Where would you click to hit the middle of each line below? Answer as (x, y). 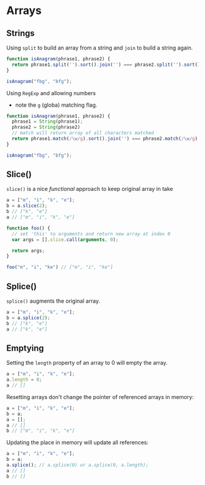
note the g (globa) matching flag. (56, 105)
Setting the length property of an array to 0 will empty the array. (87, 363)
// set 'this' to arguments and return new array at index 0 (91, 234)
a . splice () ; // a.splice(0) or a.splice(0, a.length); (77, 465)
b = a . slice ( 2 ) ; (27, 206)
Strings (20, 33)
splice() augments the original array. (53, 301)
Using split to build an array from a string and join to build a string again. (100, 48)
